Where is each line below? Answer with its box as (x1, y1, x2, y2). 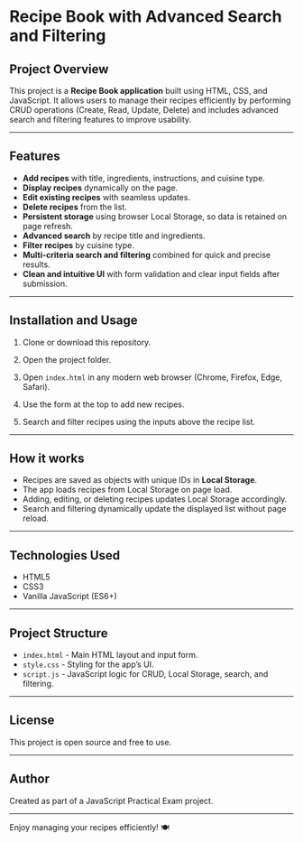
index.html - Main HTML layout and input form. (22, 650, 198, 661)
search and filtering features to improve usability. (9, 115, 192, 125)
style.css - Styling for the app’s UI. (22, 659, 155, 670)
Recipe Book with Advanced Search (9, 6, 282, 27)
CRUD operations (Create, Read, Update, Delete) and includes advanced (9, 105, 280, 115)
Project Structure (9, 625, 108, 641)
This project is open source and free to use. (9, 736, 172, 747)
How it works (9, 451, 85, 467)
